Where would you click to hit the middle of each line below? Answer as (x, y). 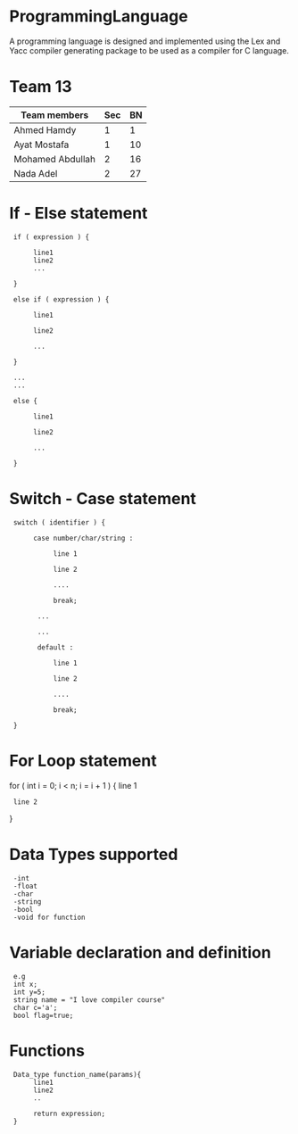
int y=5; (29, 992)
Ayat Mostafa (41, 145)
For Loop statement (83, 761)
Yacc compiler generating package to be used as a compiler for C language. (149, 50)
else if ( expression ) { (61, 299)
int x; (25, 984)
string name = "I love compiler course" (89, 1000)
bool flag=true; (43, 1015)
